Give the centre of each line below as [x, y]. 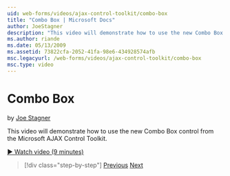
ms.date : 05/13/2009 [37, 45]
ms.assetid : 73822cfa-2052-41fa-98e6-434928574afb [81, 52]
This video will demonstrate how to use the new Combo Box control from [111, 131]
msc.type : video [30, 65]
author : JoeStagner [35, 26]
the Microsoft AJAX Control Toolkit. [57, 138]
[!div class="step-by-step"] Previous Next [83, 165]
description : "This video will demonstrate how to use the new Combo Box [115, 33]
